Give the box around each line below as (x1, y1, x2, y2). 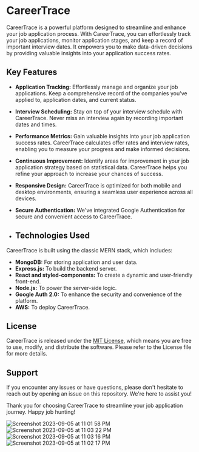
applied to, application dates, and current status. (15, 96, 137, 103)
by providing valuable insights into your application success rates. (6, 49, 172, 56)
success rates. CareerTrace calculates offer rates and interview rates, (15, 139, 190, 146)
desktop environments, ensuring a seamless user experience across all (15, 188, 193, 195)
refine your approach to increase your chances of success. (15, 170, 163, 177)
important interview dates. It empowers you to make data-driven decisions (6, 43, 192, 50)
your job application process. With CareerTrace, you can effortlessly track (6, 30, 191, 37)
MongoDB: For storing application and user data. (15, 258, 138, 266)
